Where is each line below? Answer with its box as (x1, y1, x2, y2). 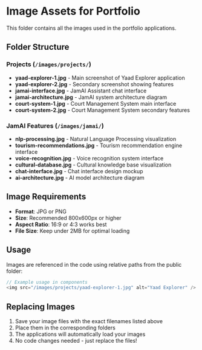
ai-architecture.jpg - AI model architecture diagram (15, 174, 145, 181)
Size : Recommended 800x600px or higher (15, 214, 122, 221)
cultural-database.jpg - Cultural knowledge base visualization (15, 161, 172, 168)
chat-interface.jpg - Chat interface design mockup (15, 167, 143, 174)
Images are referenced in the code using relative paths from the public (6, 261, 182, 268)
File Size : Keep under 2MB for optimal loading (15, 227, 130, 235)
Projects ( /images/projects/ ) (6, 60, 92, 69)
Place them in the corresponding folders (15, 324, 116, 332)
